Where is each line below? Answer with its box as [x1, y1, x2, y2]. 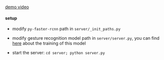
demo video [5, 4, 29, 10]
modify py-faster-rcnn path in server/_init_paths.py [12, 26, 121, 32]
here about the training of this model [12, 41, 86, 46]
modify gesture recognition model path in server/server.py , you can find [12, 35, 160, 41]
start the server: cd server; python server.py [12, 50, 105, 56]
